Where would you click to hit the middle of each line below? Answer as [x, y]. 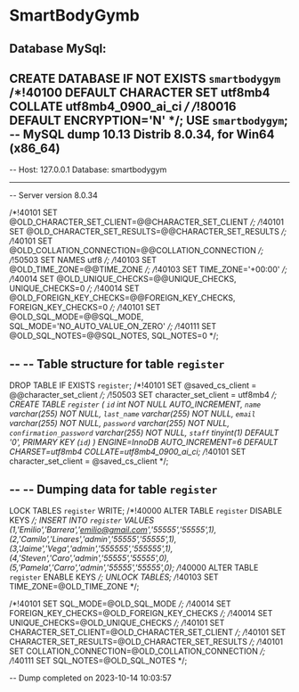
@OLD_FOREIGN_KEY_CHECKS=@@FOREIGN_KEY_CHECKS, [122, 298]
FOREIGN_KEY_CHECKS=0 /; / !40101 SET [85, 308]
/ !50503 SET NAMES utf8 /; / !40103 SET [83, 260]
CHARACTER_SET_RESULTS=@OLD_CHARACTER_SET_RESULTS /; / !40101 [146, 642]
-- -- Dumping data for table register [113, 489]
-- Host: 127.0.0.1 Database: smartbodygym [88, 169]
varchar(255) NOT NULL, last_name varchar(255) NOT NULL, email [133, 414]
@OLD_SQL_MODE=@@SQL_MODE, [77, 317]
